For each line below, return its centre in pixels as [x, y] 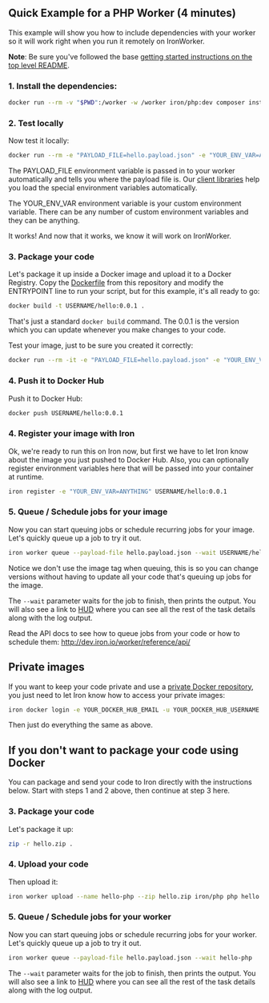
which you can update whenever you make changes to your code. [117, 330]
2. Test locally [36, 123]
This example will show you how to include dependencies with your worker [132, 32]
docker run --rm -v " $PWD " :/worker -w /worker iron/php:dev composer [127, 103]
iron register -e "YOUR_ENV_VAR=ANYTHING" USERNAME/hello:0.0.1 [118, 491]
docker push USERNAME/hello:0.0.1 [66, 413]
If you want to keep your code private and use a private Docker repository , [131, 687]
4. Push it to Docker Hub [56, 381]
